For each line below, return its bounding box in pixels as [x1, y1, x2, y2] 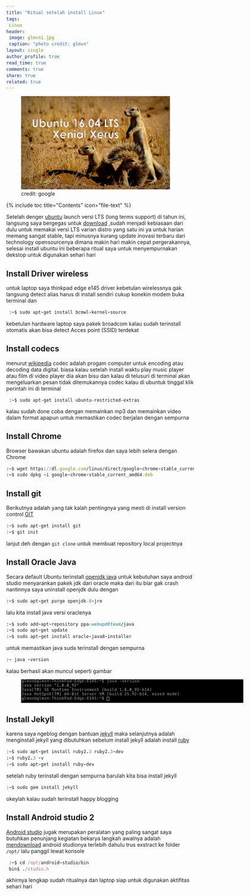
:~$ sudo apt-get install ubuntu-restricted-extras [8, 397, 140, 403]
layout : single [6, 48, 44, 54]
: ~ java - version [6, 656, 49, 663]
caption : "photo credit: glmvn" [8, 41, 89, 47]
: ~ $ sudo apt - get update [6, 627, 68, 633]
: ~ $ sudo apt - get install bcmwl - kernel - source [8, 309, 127, 315]
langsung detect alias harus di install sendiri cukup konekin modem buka [6, 291, 185, 298]
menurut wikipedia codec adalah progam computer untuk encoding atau [6, 360, 183, 367]
